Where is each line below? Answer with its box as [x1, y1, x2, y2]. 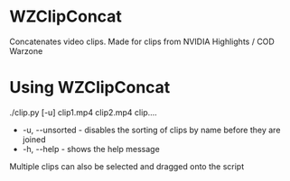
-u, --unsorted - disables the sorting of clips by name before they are [22, 124, 281, 135]
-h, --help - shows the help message [22, 143, 160, 154]
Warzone [9, 45, 43, 56]
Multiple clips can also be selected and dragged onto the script [9, 160, 245, 172]
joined [22, 133, 46, 145]
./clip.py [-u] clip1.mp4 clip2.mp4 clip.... [9, 106, 158, 118]
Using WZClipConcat [9, 77, 171, 98]
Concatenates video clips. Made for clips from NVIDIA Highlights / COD [9, 36, 276, 47]
